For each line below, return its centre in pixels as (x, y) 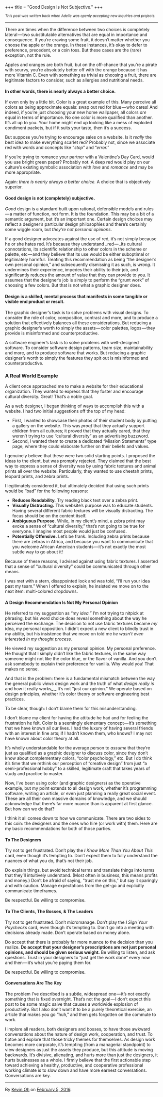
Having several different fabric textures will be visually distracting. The (82, 510)
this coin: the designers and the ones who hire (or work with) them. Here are (81, 823)
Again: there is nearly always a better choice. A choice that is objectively (78, 182)
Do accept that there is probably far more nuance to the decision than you (79, 942)
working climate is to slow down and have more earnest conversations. (76, 1070)
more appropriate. (23, 172)
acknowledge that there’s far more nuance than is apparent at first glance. (79, 804)
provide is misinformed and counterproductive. (52, 333)
